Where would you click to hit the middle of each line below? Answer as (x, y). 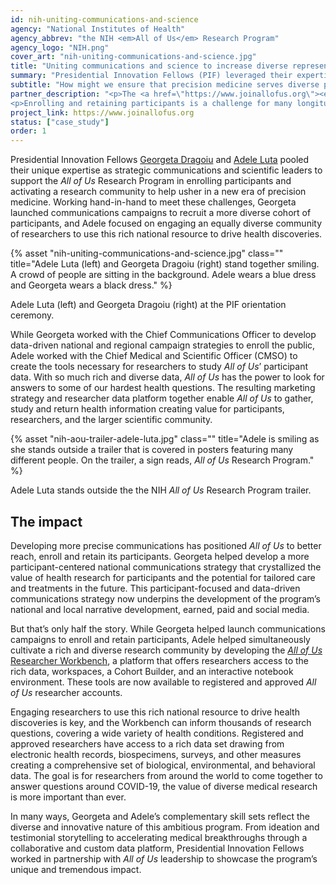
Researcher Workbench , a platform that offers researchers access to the (159, 660)
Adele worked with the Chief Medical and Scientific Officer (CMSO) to (154, 356)
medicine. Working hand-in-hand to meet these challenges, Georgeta (153, 202)
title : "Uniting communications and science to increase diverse (149, 66)
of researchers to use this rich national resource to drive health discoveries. (166, 234)
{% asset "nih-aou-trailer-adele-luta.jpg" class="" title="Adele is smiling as (165, 439)
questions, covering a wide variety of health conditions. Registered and (157, 733)
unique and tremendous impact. (76, 869)
